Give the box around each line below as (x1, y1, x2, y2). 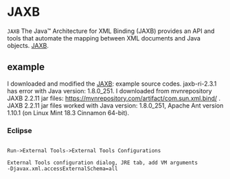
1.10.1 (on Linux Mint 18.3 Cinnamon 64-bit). (7, 108, 129, 117)
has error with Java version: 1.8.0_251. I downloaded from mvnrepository (7, 86, 212, 95)
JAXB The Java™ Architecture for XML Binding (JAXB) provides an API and (7, 27, 215, 35)
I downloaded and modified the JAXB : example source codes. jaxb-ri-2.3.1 (7, 80, 217, 88)
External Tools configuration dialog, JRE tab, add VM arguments (7, 159, 198, 167)
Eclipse (7, 126, 32, 135)
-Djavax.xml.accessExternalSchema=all (7, 165, 118, 172)
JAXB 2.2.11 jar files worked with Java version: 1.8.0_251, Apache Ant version (7, 101, 224, 110)
